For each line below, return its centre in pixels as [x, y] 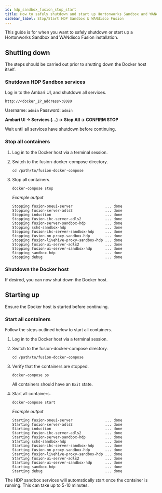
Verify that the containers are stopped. [50, 367]
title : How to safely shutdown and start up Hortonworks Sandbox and [76, 14]
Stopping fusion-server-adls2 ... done [67, 210]
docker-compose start [34, 402]
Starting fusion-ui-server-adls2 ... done [67, 459]
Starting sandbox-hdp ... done [67, 467]
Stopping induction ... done [67, 215]
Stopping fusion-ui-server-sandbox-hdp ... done [67, 248]
